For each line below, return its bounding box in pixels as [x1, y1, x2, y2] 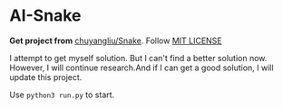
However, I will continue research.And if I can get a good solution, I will [9, 62, 274, 73]
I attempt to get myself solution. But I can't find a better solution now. [9, 52, 268, 63]
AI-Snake [9, 5, 82, 26]
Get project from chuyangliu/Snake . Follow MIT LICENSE [9, 35, 222, 46]
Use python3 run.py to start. [9, 89, 115, 100]
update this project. [9, 71, 83, 82]
